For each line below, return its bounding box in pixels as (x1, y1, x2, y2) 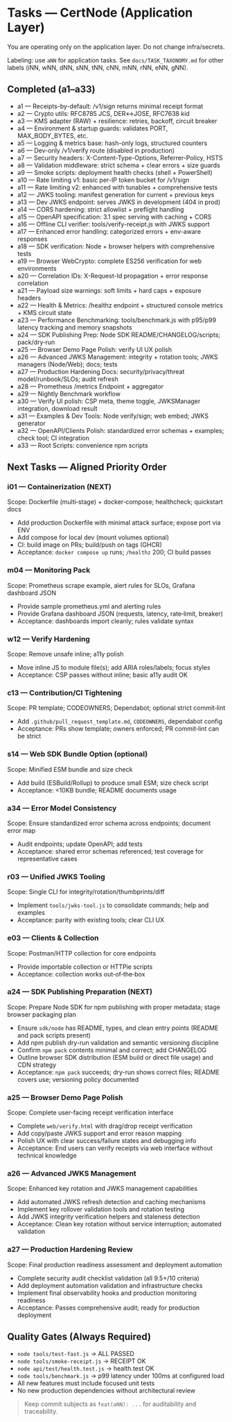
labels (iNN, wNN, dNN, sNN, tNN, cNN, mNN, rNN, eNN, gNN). (7, 63, 188, 71)
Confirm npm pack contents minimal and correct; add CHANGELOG (17, 1046, 207, 1054)
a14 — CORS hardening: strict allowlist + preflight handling (17, 205, 185, 213)
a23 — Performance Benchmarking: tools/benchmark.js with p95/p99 (17, 316, 217, 324)
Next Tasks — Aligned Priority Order (7, 462, 168, 473)
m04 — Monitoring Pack (7, 566, 91, 575)
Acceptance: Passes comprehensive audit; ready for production (17, 1303, 200, 1312)
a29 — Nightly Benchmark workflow (17, 389, 121, 398)
